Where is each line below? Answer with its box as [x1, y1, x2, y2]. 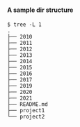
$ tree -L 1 [7, 21, 42, 28]
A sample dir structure [7, 6, 74, 14]
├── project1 [7, 107, 45, 114]
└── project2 [7, 113, 45, 121]
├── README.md [7, 101, 49, 108]
